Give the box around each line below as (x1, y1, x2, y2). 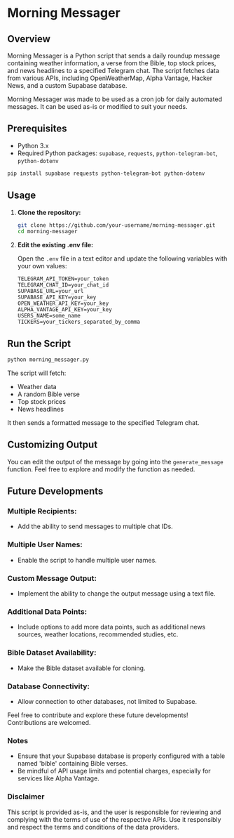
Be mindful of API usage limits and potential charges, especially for (17, 767, 212, 775)
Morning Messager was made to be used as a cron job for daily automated (7, 95, 223, 103)
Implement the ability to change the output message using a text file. (17, 589, 216, 598)
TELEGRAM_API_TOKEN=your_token (17, 275, 109, 282)
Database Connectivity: (7, 681, 90, 691)
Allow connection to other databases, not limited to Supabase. (17, 697, 198, 705)
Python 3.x (17, 141, 49, 150)
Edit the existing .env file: (17, 241, 94, 249)
